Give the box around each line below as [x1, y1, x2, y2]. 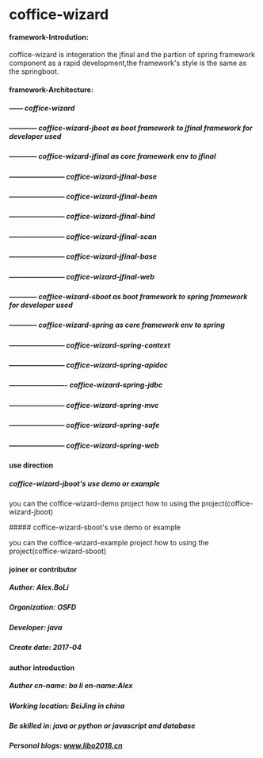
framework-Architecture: [9, 85, 94, 94]
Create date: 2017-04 [9, 643, 82, 652]
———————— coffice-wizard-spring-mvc [9, 400, 159, 410]
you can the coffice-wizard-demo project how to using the [9, 498, 200, 508]
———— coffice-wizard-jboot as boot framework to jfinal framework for [9, 123, 253, 133]
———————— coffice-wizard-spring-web [9, 441, 159, 450]
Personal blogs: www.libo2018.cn [9, 741, 123, 751]
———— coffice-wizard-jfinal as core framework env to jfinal [9, 152, 216, 161]
